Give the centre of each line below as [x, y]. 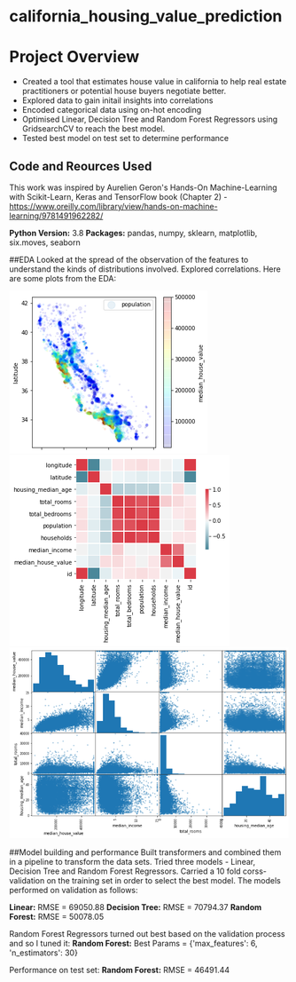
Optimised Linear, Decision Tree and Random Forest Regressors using [149, 119]
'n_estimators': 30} [43, 953]
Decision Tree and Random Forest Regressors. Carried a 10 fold [125, 871]
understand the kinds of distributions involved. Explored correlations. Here [145, 269]
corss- [255, 871]
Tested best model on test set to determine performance [125, 139]
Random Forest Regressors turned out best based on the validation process [147, 934]
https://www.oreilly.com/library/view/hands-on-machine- [114, 206]
